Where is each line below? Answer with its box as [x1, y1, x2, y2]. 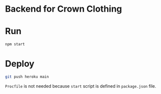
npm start [5, 42, 25, 47]
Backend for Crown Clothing [5, 3, 122, 15]
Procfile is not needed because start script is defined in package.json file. [5, 83, 157, 89]
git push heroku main [5, 74, 49, 79]
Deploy [5, 58, 35, 69]
